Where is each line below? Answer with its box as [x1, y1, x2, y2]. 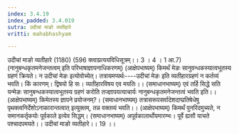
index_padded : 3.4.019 [7, 17, 75, 24]
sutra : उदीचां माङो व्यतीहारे [7, 23, 71, 30]
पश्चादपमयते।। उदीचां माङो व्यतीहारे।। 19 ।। [7, 120, 116, 128]
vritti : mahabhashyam [7, 30, 72, 38]
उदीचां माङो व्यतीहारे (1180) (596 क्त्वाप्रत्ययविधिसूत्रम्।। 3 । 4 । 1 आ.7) [7, 56, 181, 65]
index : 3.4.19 [7, 10, 50, 18]
